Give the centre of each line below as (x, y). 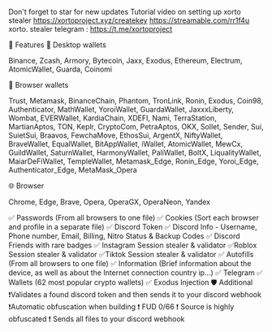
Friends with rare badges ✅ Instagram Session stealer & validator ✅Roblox (133, 245)
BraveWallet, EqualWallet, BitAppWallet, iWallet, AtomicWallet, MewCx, (126, 144)
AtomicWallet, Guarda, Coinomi (60, 69)
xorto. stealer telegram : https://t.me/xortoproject (91, 29)
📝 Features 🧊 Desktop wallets (58, 45)
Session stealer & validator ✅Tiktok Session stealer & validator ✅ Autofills (131, 254)
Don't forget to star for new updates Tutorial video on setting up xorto (125, 12)
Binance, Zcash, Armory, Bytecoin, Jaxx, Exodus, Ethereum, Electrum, (125, 61)
